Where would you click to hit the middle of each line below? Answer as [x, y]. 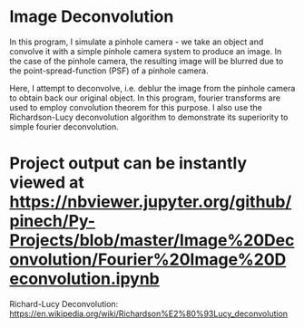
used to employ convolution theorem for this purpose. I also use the [136, 107]
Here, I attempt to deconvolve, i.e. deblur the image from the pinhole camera [152, 88]
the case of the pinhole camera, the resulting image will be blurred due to [147, 61]
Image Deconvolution [92, 17]
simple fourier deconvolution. [64, 126]
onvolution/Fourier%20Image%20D [148, 260]
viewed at [47, 183]
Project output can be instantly [128, 164]
